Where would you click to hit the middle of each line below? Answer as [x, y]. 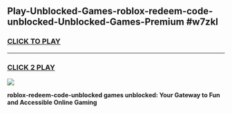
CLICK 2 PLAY [31, 67]
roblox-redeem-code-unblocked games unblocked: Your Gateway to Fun [114, 95]
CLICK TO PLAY [34, 42]
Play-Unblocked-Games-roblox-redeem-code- [110, 11]
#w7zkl [202, 22]
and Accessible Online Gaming [52, 102]
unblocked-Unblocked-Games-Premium [96, 22]
